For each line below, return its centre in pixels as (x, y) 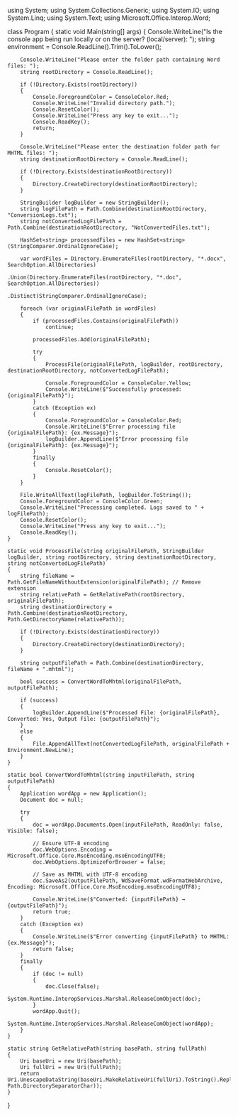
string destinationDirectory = (66, 607)
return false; (53, 949)
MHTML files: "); (33, 153)
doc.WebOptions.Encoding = (73, 849)
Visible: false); (33, 831)
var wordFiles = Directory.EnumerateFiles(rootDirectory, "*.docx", (123, 259)
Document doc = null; (52, 800)
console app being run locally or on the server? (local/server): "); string (111, 39)
